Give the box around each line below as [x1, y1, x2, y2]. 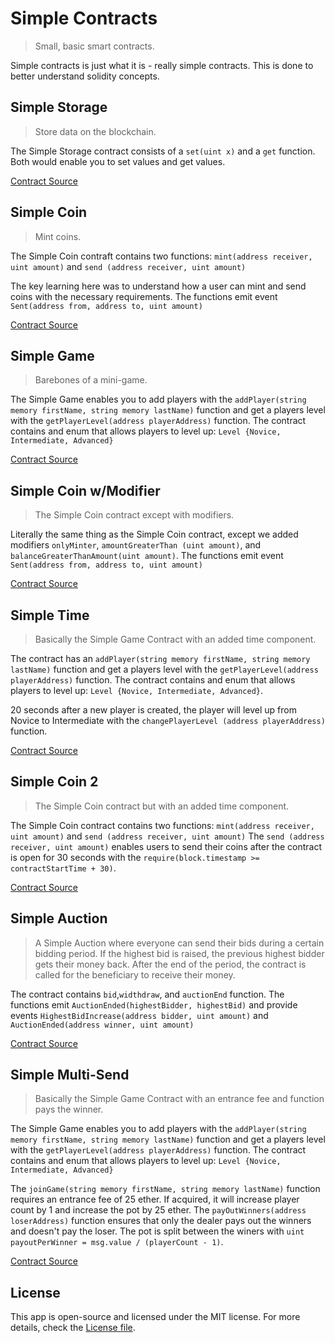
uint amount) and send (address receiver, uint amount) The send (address [10, 830, 325, 842]
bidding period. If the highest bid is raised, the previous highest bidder [34, 947, 325, 959]
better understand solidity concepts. [10, 70, 160, 82]
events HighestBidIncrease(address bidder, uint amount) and [10, 1009, 269, 1021]
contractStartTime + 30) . [10, 862, 117, 874]
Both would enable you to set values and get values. [10, 155, 226, 167]
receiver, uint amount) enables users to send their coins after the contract [10, 840, 323, 852]
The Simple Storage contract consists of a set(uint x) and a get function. [10, 145, 316, 157]
